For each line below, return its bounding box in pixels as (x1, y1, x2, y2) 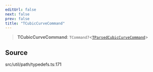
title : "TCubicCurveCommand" (5, 21, 65, 26)
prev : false (5, 16, 30, 21)
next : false (5, 12, 30, 17)
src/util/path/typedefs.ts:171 (5, 62, 62, 68)
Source (5, 48, 28, 57)
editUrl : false (5, 7, 37, 12)
